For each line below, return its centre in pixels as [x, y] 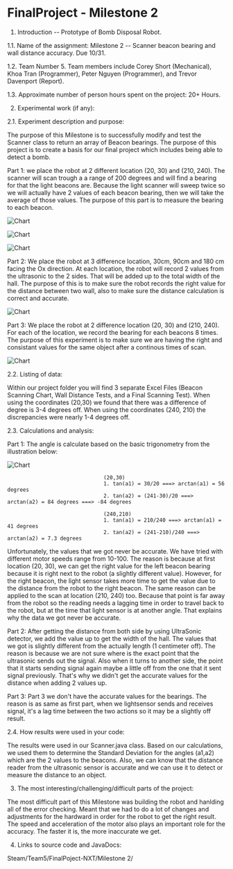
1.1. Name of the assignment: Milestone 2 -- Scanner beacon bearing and [112, 45]
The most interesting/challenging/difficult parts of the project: [105, 788]
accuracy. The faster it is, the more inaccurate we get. [84, 831]
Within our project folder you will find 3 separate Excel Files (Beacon [105, 388]
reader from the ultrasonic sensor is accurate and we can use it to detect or [115, 767]
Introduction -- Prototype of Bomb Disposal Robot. [89, 32]
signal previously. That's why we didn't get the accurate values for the [107, 675]
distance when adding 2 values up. [57, 683]
